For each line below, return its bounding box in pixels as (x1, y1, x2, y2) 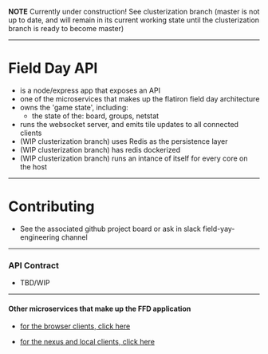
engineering (19, 232, 60, 242)
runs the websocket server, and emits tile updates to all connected (19, 119, 239, 129)
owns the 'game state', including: (19, 102, 129, 112)
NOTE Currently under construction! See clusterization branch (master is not (8, 7, 260, 16)
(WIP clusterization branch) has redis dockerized (19, 145, 181, 154)
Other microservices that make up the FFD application (8, 304, 191, 313)
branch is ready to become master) (8, 24, 124, 33)
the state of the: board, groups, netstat (31, 111, 160, 121)
